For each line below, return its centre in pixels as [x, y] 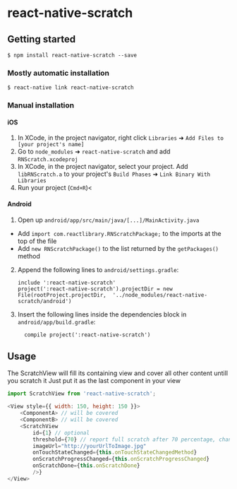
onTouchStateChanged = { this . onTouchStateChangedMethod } [115, 453]
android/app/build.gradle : [56, 322]
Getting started [42, 39]
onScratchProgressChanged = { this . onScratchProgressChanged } [121, 459]
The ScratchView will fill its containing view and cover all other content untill [117, 373]
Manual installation [41, 105]
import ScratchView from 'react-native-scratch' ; [82, 394]
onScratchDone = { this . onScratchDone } [86, 466]
